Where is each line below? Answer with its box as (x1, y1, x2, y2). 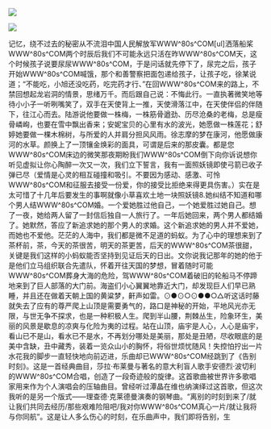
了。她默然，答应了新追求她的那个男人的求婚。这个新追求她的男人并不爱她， (8, 220, 263, 230)
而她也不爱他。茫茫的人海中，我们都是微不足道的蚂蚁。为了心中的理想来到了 (8, 231, 263, 239)
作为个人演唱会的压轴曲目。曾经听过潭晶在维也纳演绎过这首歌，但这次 (29, 381, 263, 391)
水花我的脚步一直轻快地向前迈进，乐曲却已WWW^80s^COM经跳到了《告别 (8, 352, 256, 360)
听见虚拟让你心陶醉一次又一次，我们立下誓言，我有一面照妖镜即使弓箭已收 (8, 160, 256, 169)
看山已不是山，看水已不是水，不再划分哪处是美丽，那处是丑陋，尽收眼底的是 (8, 331, 263, 340)
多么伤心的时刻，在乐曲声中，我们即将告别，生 (75, 412, 231, 421)
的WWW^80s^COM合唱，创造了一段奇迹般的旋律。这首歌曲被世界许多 (8, 372, 243, 381)
